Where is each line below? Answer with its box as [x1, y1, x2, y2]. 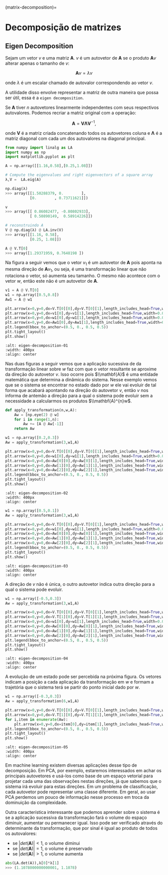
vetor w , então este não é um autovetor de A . [5, 278, 98, 284]
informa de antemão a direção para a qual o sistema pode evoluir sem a [5, 392, 153, 398]
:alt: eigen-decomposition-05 [5, 745, 68, 750]
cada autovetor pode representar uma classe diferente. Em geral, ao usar [5, 789, 156, 795]
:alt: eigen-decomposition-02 [5, 491, 68, 496]
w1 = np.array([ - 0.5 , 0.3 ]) [5, 596, 61, 601]
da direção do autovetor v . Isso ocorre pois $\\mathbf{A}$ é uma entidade [5, 371, 158, 377]
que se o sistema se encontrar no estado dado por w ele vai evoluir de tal [5, 382, 156, 388]
